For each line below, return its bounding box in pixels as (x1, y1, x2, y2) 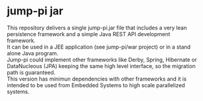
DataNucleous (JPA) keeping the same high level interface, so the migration (7, 62, 196, 70)
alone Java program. (7, 49, 59, 57)
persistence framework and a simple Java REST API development (7, 30, 170, 37)
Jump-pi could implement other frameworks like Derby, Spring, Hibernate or (7, 56, 198, 63)
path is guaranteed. (7, 69, 56, 76)
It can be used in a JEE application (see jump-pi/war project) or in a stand (7, 43, 191, 50)
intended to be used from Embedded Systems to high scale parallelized (7, 81, 185, 88)
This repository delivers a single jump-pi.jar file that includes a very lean (7, 24, 187, 31)
